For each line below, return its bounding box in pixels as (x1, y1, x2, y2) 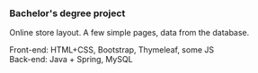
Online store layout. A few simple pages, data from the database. (9, 28, 250, 38)
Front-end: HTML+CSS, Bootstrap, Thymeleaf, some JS (9, 45, 214, 55)
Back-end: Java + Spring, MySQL (9, 54, 133, 65)
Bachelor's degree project (9, 7, 126, 20)
